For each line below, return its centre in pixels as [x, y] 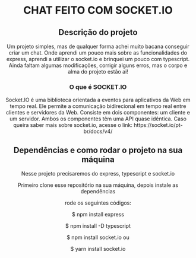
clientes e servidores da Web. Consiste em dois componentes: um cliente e [98, 113]
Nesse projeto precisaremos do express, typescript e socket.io [98, 174]
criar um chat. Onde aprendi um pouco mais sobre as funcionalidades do [98, 53]
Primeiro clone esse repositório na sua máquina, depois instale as [98, 185]
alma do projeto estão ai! [98, 71]
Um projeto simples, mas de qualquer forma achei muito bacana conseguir [98, 46]
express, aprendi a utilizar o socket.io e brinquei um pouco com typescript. [98, 59]
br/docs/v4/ [98, 132]
